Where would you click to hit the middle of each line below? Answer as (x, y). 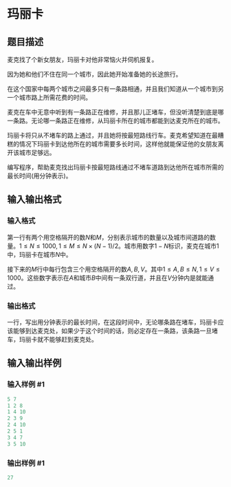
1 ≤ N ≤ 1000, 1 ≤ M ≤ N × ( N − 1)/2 (69, 246)
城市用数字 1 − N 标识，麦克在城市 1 (172, 246)
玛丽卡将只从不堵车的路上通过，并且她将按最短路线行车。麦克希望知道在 (109, 135)
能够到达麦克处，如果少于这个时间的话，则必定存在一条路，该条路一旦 (112, 331)
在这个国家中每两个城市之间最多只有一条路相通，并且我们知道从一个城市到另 (115, 89)
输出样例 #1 (26, 463)
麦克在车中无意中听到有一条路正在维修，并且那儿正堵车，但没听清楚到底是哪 (115, 112)
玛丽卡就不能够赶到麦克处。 (58, 339)
